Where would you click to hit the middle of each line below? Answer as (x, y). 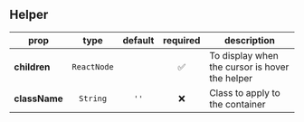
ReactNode (93, 66)
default (138, 40)
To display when (244, 55)
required (181, 40)
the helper (231, 78)
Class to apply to (245, 92)
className (38, 99)
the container (237, 104)
